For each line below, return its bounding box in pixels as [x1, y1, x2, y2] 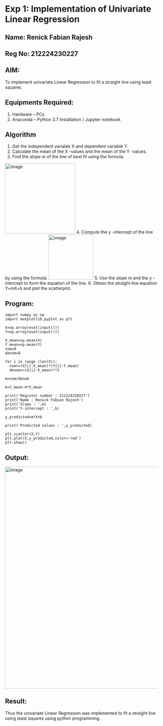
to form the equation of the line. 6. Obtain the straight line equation [24, 280, 158, 286]
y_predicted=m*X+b [5, 415, 42, 419]
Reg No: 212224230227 [5, 50, 79, 58]
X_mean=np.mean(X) [5, 338, 42, 343]
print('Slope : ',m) [5, 402, 47, 407]
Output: [5, 454, 29, 462]
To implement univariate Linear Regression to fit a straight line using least [5, 79, 152, 85]
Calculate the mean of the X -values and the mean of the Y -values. [12, 148, 147, 154]
